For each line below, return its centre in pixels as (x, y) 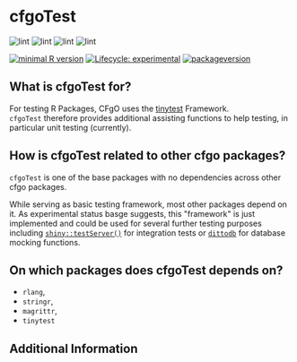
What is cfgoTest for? (70, 87)
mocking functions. (45, 242)
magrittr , (40, 311)
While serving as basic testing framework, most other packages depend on (148, 204)
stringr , (38, 301)
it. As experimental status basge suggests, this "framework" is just (132, 213)
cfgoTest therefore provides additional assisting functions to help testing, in (149, 117)
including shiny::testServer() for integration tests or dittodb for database (147, 233)
